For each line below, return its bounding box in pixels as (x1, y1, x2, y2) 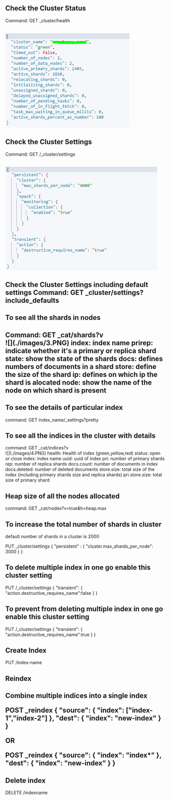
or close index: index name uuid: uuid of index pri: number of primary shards (5, 455, 165, 462)
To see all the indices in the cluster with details (5, 432, 156, 440)
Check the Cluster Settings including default (5, 281, 148, 289)
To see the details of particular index (5, 403, 123, 412)
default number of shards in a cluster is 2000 (5, 534, 100, 540)
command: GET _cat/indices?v (5, 445, 69, 451)
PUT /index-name (5, 660, 42, 666)
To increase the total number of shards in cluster (5, 520, 162, 528)
